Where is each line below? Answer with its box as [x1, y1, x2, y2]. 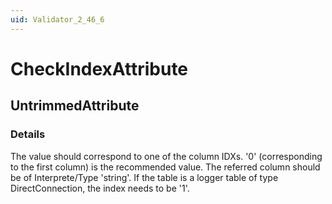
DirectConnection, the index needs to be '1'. [10, 182, 190, 194]
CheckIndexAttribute [10, 57, 189, 80]
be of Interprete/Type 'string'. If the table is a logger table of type [10, 171, 279, 183]
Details [10, 127, 46, 141]
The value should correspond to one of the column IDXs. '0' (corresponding [10, 150, 323, 162]
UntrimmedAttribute [10, 97, 140, 115]
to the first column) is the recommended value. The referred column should [10, 161, 321, 173]
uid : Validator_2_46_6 [10, 14, 105, 25]
